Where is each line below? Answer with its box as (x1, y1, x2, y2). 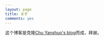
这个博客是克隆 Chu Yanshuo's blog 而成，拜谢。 (5, 30, 102, 36)
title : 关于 (5, 12, 28, 16)
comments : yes (5, 16, 34, 21)
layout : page (5, 7, 32, 12)
